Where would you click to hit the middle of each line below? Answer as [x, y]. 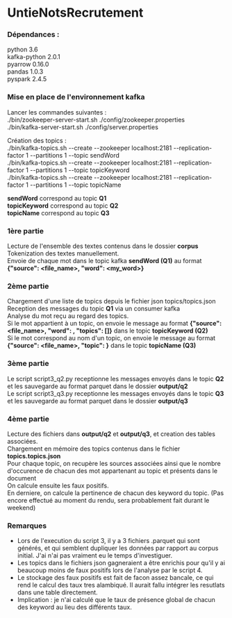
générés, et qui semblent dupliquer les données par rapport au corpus [118, 548]
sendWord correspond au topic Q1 [57, 198]
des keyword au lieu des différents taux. [74, 607]
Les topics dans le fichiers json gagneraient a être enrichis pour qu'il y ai [121, 563]
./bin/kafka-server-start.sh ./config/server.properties [83, 127]
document [22, 478]
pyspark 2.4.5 [27, 79]
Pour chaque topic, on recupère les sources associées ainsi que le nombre [114, 463]
